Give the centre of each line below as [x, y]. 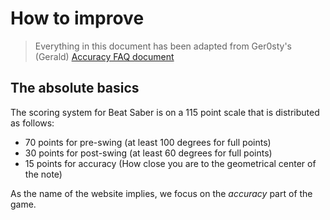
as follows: [32, 123]
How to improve [77, 18]
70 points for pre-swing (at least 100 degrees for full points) [148, 142]
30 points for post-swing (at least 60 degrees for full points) [148, 153]
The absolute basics [75, 88]
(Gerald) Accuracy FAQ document [104, 56]
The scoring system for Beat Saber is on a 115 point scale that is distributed [165, 112]
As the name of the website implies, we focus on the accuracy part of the [161, 193]
